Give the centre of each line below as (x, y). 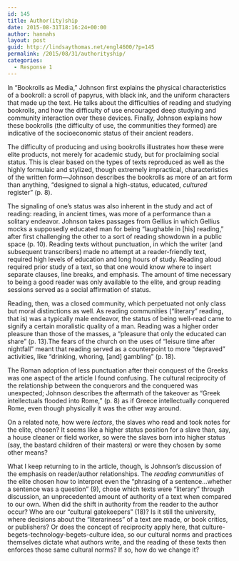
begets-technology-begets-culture (59, 534)
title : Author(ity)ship (43, 21)
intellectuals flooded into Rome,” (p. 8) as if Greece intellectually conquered (118, 400)
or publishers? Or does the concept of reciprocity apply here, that (104, 527)
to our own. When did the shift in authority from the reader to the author (113, 504)
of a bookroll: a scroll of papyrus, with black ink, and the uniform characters (119, 95)
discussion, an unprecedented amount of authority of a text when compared (119, 496)
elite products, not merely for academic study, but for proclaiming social (113, 154)
